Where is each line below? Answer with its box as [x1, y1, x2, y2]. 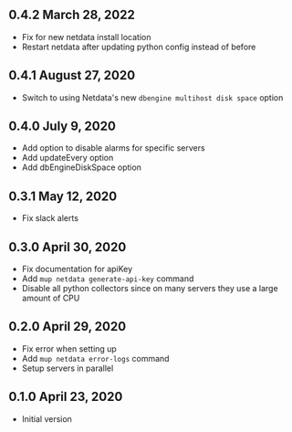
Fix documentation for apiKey [21, 264, 133, 275]
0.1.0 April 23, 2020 [8, 389, 123, 405]
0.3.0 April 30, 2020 [8, 239, 127, 255]
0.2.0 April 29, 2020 [8, 319, 127, 334]
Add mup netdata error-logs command [21, 353, 170, 364]
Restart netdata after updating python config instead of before [21, 41, 256, 52]
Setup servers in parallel [21, 363, 114, 374]
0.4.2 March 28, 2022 [8, 7, 136, 23]
